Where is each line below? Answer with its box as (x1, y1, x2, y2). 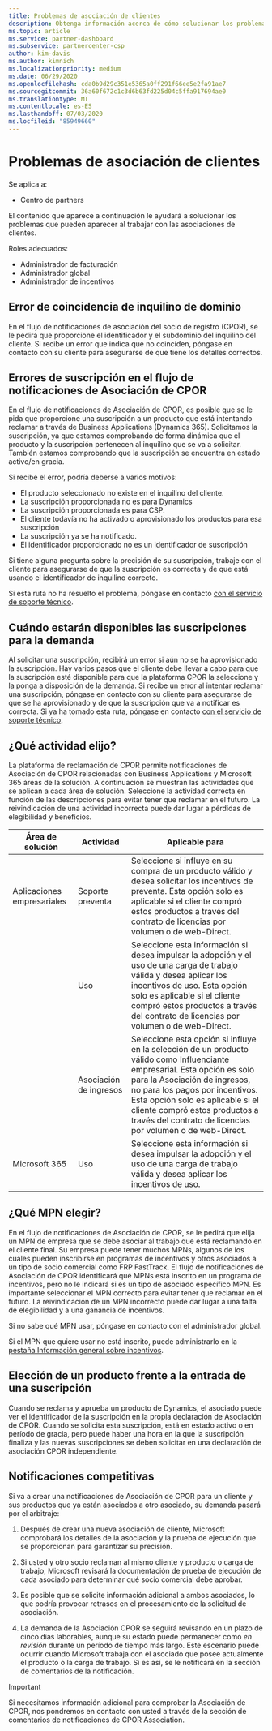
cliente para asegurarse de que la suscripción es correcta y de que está (8, 565, 249, 574)
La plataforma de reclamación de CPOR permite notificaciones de (8, 760, 227, 771)
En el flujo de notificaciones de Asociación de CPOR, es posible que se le (8, 405, 253, 414)
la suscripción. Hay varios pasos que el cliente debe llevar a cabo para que (8, 664, 259, 673)
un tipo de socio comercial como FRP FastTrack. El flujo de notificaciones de (8, 1262, 264, 1272)
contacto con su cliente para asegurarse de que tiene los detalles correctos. (8, 347, 263, 357)
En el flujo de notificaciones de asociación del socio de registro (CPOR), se (8, 321, 259, 331)
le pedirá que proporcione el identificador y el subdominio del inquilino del (8, 330, 257, 340)
